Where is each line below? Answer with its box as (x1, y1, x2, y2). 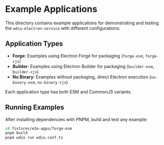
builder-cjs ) (12, 69, 39, 74)
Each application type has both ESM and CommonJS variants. (5, 88, 132, 95)
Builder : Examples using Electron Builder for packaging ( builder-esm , (12, 63, 155, 69)
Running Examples (5, 103, 65, 112)
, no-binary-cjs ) (34, 79, 68, 85)
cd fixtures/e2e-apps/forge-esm (5, 126, 72, 131)
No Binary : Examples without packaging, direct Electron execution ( (12, 73, 152, 80)
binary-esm (12, 80, 35, 85)
